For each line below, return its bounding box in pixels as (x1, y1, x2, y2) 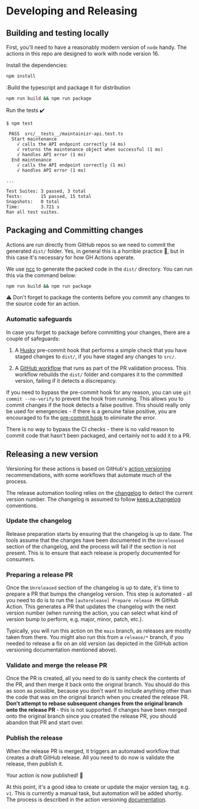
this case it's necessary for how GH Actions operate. (6, 253, 135, 261)
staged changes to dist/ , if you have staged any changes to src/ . (14, 353, 176, 360)
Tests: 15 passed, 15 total (6, 193, 92, 199)
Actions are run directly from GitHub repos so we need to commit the (6, 241, 175, 248)
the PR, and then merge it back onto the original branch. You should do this (6, 681, 190, 688)
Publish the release (6, 734, 63, 742)
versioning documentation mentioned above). (6, 646, 118, 653)
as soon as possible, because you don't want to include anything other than (6, 687, 192, 695)
